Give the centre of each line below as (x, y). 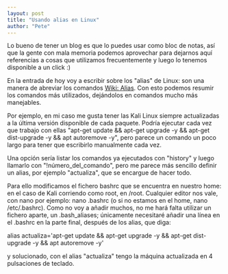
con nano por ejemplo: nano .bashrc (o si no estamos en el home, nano (107, 201)
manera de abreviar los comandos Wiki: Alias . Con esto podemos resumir (111, 88)
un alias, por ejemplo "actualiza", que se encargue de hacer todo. (99, 173)
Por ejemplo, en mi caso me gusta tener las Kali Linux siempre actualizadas (113, 116)
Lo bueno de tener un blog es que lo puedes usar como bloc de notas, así (111, 46)
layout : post (26, 13)
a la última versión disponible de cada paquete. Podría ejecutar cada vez (110, 123)
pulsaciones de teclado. (41, 264)
